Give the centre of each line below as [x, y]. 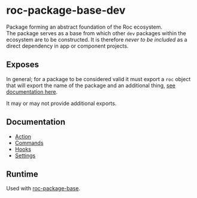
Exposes [23, 65]
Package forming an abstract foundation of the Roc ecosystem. [84, 27]
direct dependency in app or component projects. [67, 46]
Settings [25, 155]
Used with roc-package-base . [43, 188]
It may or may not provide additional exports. [61, 103]
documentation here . [32, 92]
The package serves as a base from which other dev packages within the [96, 33]
